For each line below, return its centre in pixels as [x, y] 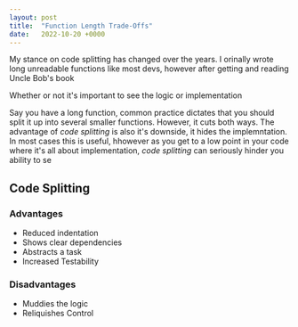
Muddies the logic [55, 304]
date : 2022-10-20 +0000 [57, 34]
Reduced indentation [60, 233]
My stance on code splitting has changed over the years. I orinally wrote [141, 60]
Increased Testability [60, 262]
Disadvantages [43, 284]
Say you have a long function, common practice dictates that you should [142, 113]
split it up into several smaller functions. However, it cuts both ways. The [142, 122]
